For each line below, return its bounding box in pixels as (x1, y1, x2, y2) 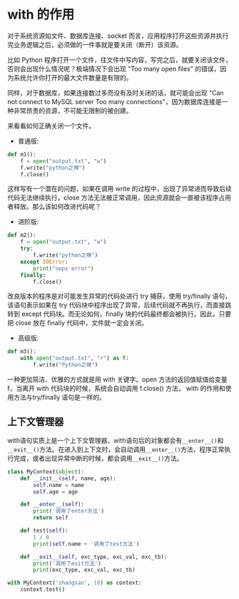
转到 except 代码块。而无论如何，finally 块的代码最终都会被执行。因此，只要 (7, 309, 232, 318)
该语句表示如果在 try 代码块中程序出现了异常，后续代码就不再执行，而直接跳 (7, 301, 232, 309)
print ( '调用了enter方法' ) (33, 508, 105, 515)
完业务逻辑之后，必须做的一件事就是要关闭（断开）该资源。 (7, 40, 183, 48)
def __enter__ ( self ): (20, 501, 84, 508)
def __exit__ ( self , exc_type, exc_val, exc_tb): (20, 553, 168, 560)
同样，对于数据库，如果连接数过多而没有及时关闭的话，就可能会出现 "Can (7, 88, 224, 97)
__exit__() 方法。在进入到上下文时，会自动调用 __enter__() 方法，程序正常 (7, 445, 225, 454)
